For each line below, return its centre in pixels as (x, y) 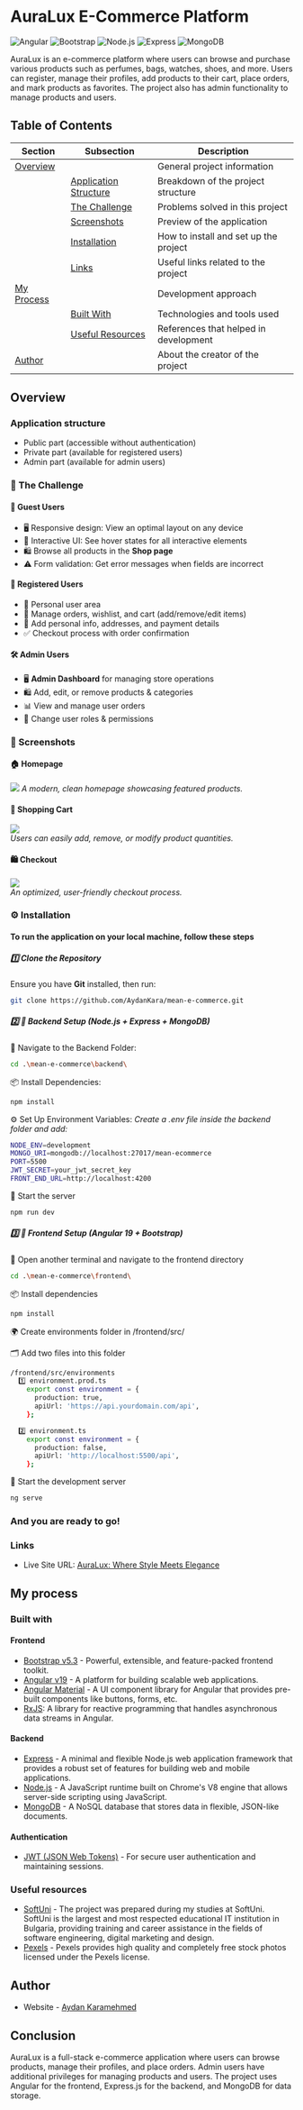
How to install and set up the (218, 236)
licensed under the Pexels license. (87, 1957)
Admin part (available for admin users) (94, 462)
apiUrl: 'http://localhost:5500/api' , (107, 1456)
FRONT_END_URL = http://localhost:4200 (81, 1179)
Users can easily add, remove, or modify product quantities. (122, 838)
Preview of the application (213, 221)
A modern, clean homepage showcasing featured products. (132, 789)
